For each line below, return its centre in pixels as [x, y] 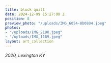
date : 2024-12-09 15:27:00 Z [35, 14]
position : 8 [17, 19]
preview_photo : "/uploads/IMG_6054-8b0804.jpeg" [56, 23]
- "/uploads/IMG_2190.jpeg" [34, 32]
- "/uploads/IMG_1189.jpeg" [34, 37]
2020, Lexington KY [25, 55]
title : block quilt [25, 10]
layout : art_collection [29, 42]
